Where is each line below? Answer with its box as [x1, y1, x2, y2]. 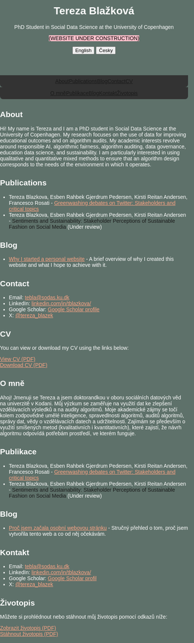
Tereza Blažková [54, 5, 134, 17]
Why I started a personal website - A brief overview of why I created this [8, 256, 174, 262]
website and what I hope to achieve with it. [8, 262, 107, 268]
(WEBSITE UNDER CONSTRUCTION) [48, 35, 140, 41]
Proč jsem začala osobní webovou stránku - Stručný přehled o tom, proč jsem [8, 525, 188, 531]
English [75, 47, 92, 53]
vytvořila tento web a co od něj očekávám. [8, 531, 106, 537]
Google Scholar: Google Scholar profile [8, 306, 100, 313]
